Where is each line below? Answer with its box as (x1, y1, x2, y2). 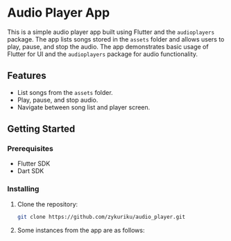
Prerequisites (7, 144, 53, 154)
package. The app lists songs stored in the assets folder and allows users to (7, 35, 225, 43)
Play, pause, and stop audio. (17, 96, 99, 104)
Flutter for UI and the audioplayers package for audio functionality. (7, 50, 198, 58)
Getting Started (7, 123, 76, 135)
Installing (7, 184, 40, 194)
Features (7, 70, 46, 82)
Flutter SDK (17, 159, 51, 168)
